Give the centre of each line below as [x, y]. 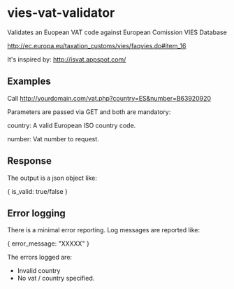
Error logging [37, 213]
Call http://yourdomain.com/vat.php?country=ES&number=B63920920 [109, 98]
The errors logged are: [39, 258]
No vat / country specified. [56, 279]
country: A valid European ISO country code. [72, 125]
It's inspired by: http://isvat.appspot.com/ [67, 59]
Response [30, 161]
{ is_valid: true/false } [37, 191]
